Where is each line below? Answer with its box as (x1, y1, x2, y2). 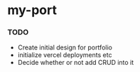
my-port (7, 2, 57, 18)
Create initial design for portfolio (17, 43, 112, 52)
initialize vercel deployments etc (17, 51, 112, 59)
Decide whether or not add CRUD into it (17, 59, 134, 67)
